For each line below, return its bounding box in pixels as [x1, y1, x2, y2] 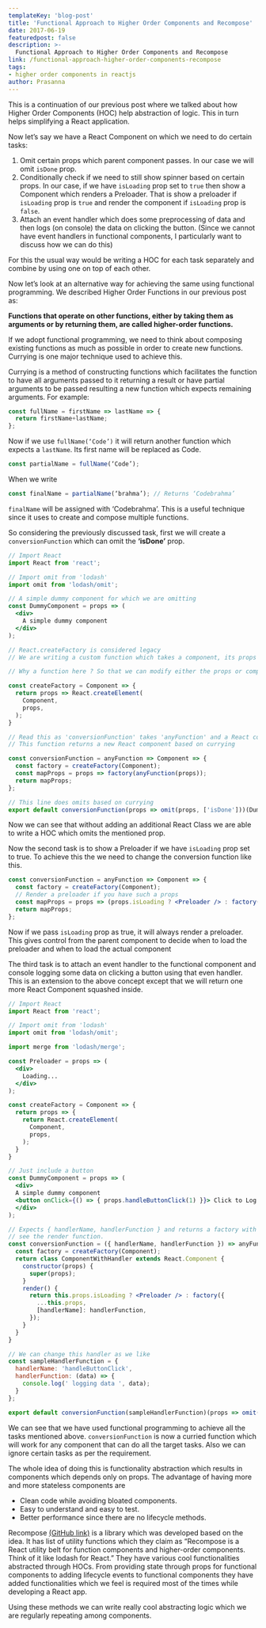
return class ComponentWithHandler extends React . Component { [15, 1255, 225, 1263]
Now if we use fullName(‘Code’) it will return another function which [8, 436, 231, 446]
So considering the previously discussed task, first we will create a [8, 527, 226, 537]
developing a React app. [8, 1587, 88, 1596]
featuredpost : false [8, 33, 77, 42]
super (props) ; [28, 1269, 77, 1277]
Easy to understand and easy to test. [19, 1504, 140, 1513]
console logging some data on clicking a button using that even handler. [8, 968, 243, 977]
